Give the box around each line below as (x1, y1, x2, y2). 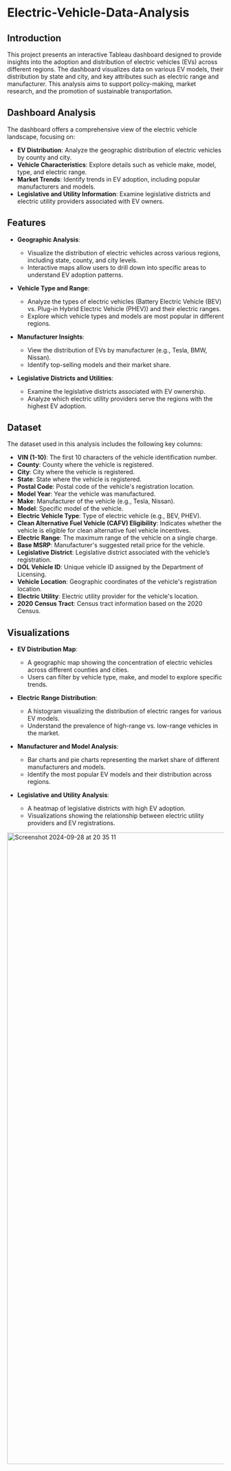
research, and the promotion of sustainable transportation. (7, 87, 173, 95)
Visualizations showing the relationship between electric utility (27, 812, 204, 820)
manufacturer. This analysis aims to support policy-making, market (7, 80, 197, 87)
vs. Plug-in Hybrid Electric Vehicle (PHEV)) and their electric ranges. (27, 304, 221, 313)
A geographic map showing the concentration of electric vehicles (27, 659, 213, 667)
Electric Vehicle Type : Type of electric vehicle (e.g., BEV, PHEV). (16, 511, 201, 520)
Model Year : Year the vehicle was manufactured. (16, 490, 156, 498)
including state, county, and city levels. (27, 256, 138, 264)
